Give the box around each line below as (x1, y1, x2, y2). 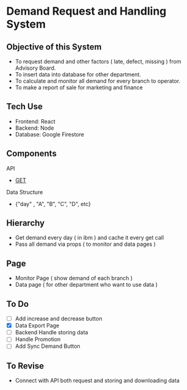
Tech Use (6, 101, 43, 112)
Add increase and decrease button (15, 315, 102, 322)
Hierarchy (6, 218, 45, 229)
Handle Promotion (15, 336, 61, 343)
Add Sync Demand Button (15, 342, 80, 350)
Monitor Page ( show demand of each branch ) (15, 274, 133, 282)
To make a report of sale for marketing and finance (15, 84, 143, 91)
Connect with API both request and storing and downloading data (15, 377, 180, 384)
